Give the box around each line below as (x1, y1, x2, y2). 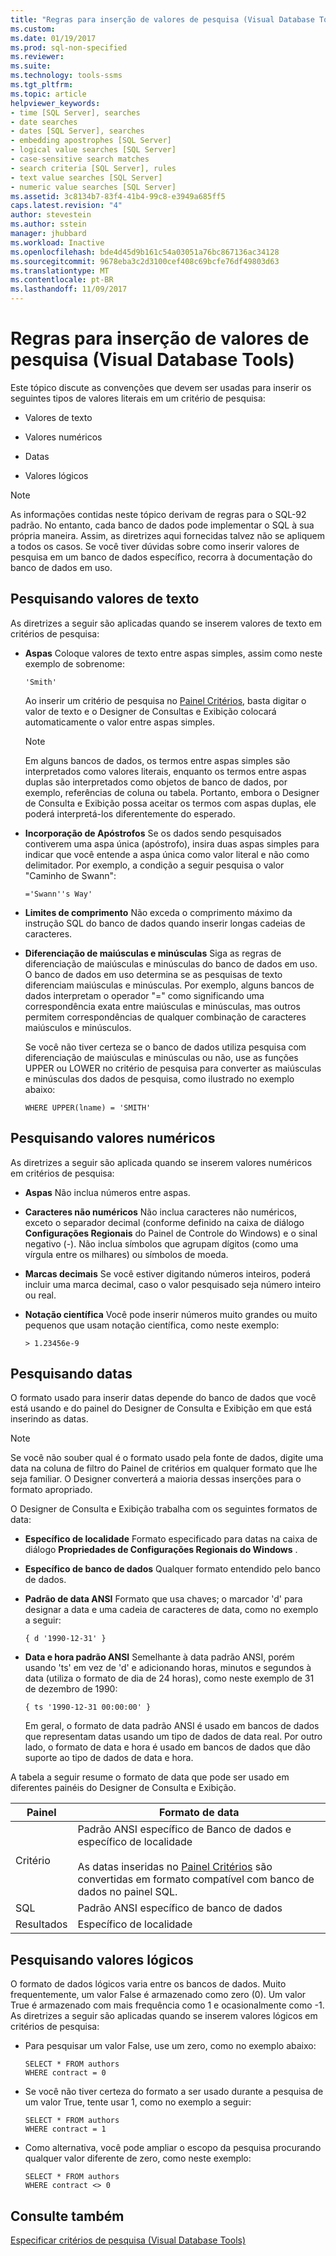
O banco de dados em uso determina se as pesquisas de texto (24, 968, 283, 980)
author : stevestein (10, 210, 92, 220)
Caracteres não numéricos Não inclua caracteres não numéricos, (24, 1206, 297, 1218)
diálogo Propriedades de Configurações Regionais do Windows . (24, 1544, 298, 1556)
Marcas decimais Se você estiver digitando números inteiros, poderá (24, 1267, 311, 1280)
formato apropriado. (10, 1484, 93, 1496)
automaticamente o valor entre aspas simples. (24, 716, 215, 728)
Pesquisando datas (10, 1365, 133, 1382)
